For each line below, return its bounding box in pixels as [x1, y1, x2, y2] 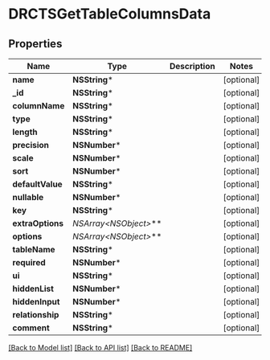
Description [170, 61, 215, 72]
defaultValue [12, 178, 63, 190]
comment [12, 322, 50, 333]
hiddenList [12, 283, 55, 294]
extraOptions [12, 218, 64, 229]
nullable [12, 192, 44, 202]
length [12, 126, 38, 137]
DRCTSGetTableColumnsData [8, 5, 211, 23]
